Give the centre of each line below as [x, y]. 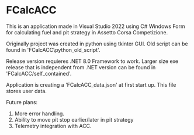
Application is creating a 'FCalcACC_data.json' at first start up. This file [91, 84]
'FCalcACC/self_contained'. [39, 73]
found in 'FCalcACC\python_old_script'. [53, 49]
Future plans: [22, 102]
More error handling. [39, 113]
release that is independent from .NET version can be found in [81, 67]
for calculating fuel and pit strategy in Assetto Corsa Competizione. [87, 32]
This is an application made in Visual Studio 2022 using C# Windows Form [96, 26]
